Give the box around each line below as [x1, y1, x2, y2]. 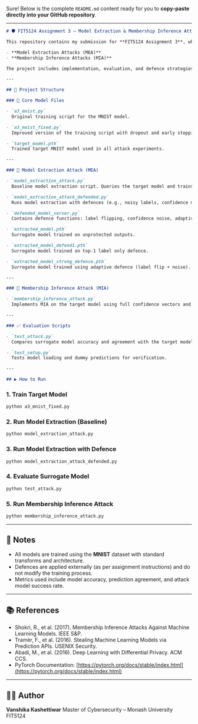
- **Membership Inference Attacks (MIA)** [6, 55, 112, 61]
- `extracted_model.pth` [6, 227, 67, 232]
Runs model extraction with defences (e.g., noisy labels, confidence [11, 199, 189, 205]
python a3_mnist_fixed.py [6, 404, 70, 409]
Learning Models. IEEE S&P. [14, 630, 82, 637]
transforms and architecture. [14, 557, 84, 564]
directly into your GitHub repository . [6, 11, 97, 18]
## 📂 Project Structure [6, 87, 65, 93]
